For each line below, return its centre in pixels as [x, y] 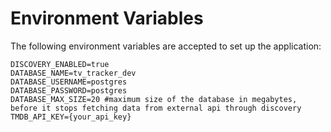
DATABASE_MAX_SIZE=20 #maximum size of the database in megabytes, [154, 99]
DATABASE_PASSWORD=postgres [69, 90]
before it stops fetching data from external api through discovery [156, 108]
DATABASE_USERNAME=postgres [69, 82]
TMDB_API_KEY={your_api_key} [71, 117]
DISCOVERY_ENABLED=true [60, 64]
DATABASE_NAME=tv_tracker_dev [73, 73]
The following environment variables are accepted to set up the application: [166, 46]
